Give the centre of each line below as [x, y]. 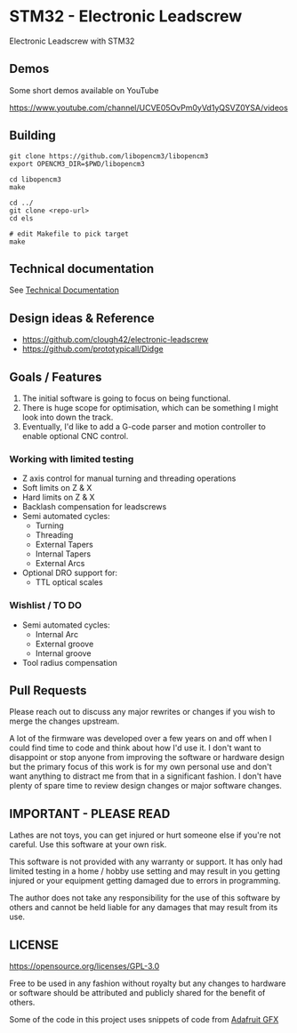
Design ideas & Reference [82, 318]
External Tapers [64, 545]
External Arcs [60, 564]
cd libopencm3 [36, 180]
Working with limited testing [72, 459]
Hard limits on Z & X [58, 497]
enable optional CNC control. [75, 436]
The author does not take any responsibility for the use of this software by [145, 898]
